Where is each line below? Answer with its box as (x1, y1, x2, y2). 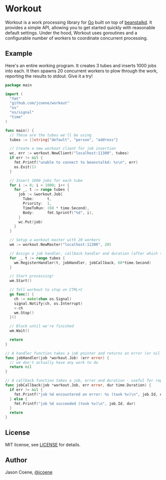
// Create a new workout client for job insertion (9, 146, 116, 151)
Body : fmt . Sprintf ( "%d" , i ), (23, 210, 94, 215)
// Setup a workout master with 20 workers (9, 238, 100, 243)
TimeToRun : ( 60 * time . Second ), (23, 206, 90, 211)
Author (5, 456, 27, 465)
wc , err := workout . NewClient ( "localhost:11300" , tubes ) (9, 151, 129, 156)
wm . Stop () (14, 310, 35, 315)
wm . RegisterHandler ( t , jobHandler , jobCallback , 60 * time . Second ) (14, 260, 152, 265)
